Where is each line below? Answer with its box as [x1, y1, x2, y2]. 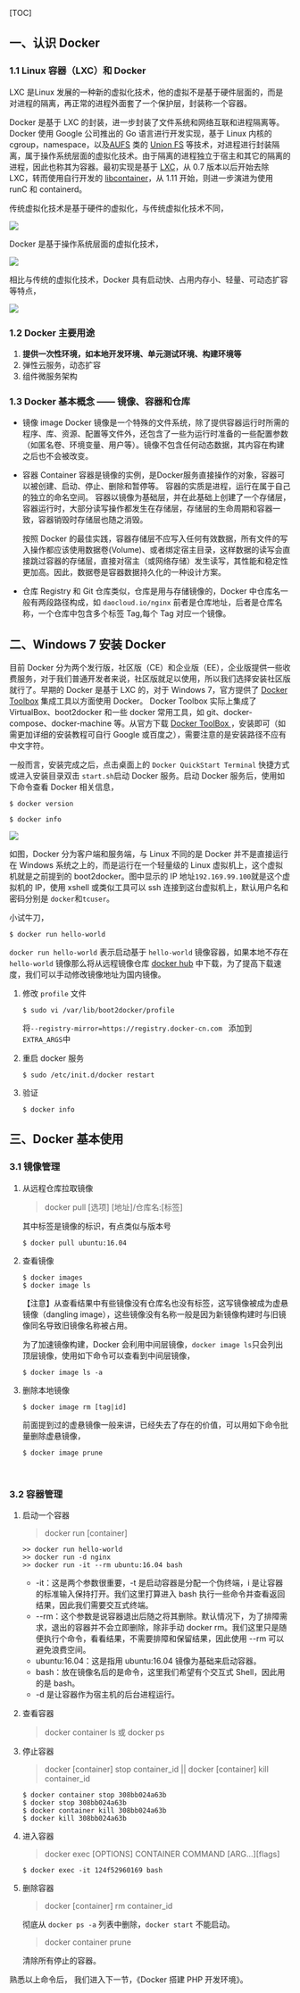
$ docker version [9, 799, 74, 809]
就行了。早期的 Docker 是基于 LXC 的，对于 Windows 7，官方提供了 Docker [9, 685, 288, 696]
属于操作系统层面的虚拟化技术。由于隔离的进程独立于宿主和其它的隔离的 [24, 150, 291, 161]
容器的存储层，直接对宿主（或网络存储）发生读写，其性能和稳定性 [46, 555, 288, 566]
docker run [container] [44, 1528, 128, 1539]
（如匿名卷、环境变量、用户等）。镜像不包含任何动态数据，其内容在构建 [21, 439, 285, 450]
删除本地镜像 [21, 1384, 70, 1396]
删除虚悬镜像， [29, 1430, 86, 1441]
